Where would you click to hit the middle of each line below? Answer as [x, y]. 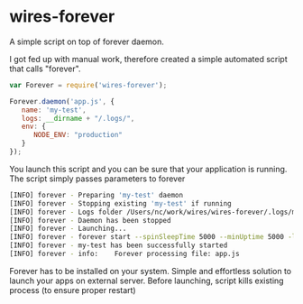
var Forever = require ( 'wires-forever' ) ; [88, 85]
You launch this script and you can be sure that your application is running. [148, 169]
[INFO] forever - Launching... [68, 229]
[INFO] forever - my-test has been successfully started [119, 245]
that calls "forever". [45, 69]
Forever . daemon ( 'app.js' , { [62, 101]
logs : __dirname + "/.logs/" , [78, 118]
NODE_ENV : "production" [78, 135]
